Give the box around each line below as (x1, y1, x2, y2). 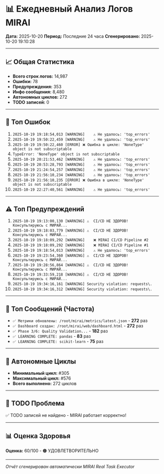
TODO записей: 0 (12, 99, 50, 105)
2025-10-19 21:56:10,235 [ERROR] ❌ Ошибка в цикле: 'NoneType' (12, 177, 145, 183)
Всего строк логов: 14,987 (12, 73, 68, 79)
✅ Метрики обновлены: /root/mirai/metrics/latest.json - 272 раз (12, 318, 148, 323)
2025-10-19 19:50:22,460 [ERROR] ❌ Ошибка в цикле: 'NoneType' (12, 142, 145, 147)
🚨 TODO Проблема (5, 399, 65, 408)
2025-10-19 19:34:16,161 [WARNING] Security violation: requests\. (12, 281, 152, 287)
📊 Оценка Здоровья (5, 432, 71, 440)
